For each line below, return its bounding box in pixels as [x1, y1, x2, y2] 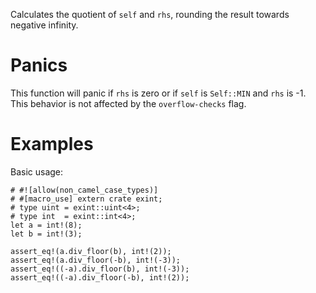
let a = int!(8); [10, 220, 83, 230]
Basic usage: [10, 165, 64, 178]
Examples [10, 133, 94, 156]
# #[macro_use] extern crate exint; [10, 194, 163, 204]
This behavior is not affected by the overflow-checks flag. [10, 97, 247, 109]
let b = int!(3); [10, 229, 83, 239]
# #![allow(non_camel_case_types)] [10, 185, 159, 195]
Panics [10, 54, 68, 77]
